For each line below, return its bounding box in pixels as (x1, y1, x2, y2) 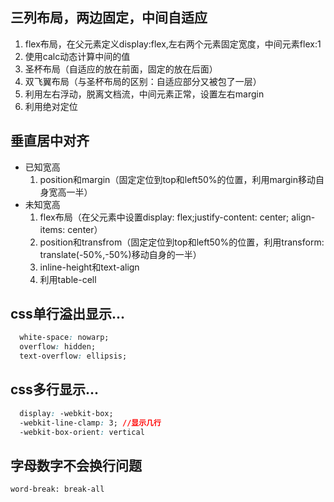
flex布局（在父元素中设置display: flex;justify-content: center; (39, 211, 290, 223)
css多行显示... (10, 381, 99, 398)
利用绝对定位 (24, 100, 78, 112)
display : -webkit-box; (19, 408, 114, 418)
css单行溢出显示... (10, 306, 125, 323)
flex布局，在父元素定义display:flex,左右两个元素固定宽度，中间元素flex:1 (24, 38, 322, 50)
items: (39, 223, 66, 235)
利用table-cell (39, 273, 97, 285)
